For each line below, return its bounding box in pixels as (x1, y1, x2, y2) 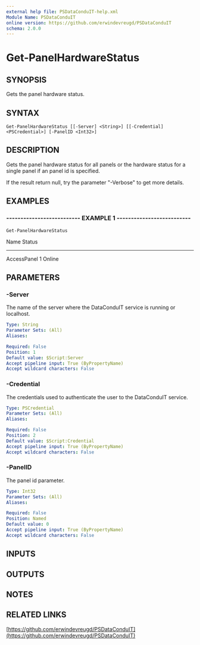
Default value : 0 (6, 521, 49, 527)
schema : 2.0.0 (6, 25, 42, 32)
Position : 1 (6, 349, 36, 355)
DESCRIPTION (6, 145, 60, 155)
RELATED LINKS (6, 610, 67, 620)
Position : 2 (6, 433, 36, 439)
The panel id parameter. (6, 477, 65, 484)
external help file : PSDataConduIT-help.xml (6, 8, 118, 15)
